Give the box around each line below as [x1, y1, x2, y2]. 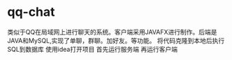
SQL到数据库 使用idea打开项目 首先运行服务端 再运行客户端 [7, 45, 178, 53]
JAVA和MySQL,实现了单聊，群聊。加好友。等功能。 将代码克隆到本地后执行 [7, 36, 225, 45]
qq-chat [7, 4, 55, 20]
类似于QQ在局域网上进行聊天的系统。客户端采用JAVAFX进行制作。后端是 [7, 28, 218, 36]
